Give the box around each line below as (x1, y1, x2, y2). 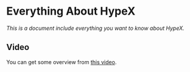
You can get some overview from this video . (6, 58, 117, 65)
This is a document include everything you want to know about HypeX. (6, 24, 185, 32)
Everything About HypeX (6, 4, 136, 18)
